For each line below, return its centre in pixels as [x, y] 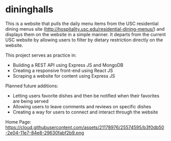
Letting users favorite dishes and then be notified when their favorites [86, 96]
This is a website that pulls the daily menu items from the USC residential [82, 24]
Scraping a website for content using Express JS [64, 76]
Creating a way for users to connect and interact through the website [85, 112]
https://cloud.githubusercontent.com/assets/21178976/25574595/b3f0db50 [85, 127]
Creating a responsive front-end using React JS [63, 70]
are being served [31, 101]
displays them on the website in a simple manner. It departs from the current [86, 34]
